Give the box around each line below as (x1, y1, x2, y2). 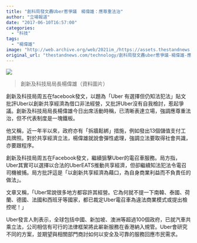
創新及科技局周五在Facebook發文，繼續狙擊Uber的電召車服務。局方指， (6, 154, 181, 161)
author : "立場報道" (6, 14, 50, 20)
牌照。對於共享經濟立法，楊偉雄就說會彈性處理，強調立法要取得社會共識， (11, 134, 191, 141)
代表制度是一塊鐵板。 (26, 114, 78, 122)
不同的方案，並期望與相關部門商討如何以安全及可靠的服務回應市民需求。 (6, 230, 181, 238)
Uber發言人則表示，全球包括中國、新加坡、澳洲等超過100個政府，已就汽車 (6, 215, 186, 223)
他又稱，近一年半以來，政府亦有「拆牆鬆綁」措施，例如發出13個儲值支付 (6, 127, 181, 134)
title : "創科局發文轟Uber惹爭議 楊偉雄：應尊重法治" (6, 8, 124, 15)
